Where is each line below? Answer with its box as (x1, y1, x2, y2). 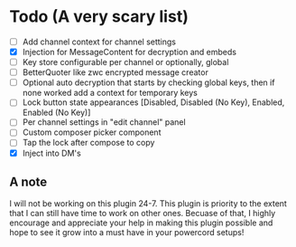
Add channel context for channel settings (22, 36, 176, 47)
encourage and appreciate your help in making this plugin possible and (9, 217, 273, 228)
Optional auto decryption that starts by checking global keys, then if (22, 77, 275, 88)
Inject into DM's (22, 147, 81, 158)
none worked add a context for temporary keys (22, 88, 199, 99)
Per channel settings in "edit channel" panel (22, 117, 187, 128)
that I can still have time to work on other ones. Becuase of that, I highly (9, 208, 276, 219)
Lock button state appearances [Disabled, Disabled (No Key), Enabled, (22, 97, 285, 108)
